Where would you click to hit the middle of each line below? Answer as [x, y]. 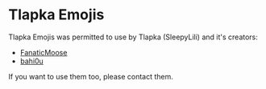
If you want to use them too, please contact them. [91, 76]
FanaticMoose [44, 52]
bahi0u [32, 61]
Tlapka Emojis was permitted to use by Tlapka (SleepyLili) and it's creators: [133, 37]
